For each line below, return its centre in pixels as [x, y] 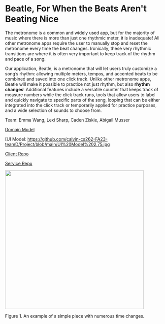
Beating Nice [32, 19]
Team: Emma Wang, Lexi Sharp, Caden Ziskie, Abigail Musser [67, 120]
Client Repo [17, 154]
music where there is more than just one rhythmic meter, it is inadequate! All [82, 38]
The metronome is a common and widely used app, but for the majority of [80, 33]
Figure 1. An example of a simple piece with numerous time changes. [75, 316]
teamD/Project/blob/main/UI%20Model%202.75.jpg [58, 144]
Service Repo [19, 163]
